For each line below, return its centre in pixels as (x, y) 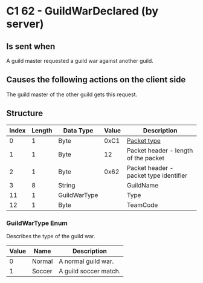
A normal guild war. (86, 261)
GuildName (143, 185)
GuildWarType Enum (37, 223)
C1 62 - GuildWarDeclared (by (82, 11)
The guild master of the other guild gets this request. (72, 94)
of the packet (146, 158)
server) (25, 24)
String (67, 185)
